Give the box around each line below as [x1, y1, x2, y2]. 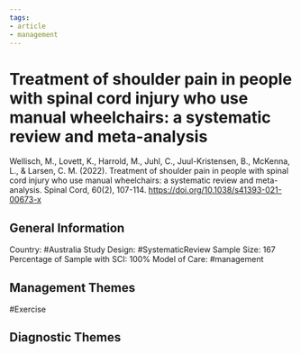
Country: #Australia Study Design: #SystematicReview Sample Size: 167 [9, 244, 277, 255]
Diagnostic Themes [9, 330, 122, 345]
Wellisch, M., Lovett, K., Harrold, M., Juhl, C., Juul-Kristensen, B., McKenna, [9, 156, 290, 167]
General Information [9, 220, 125, 235]
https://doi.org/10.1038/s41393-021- [148, 185, 282, 195]
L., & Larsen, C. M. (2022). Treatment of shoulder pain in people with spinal [9, 166, 289, 177]
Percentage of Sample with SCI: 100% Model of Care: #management [9, 254, 264, 265]
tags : [9, 13, 30, 23]
